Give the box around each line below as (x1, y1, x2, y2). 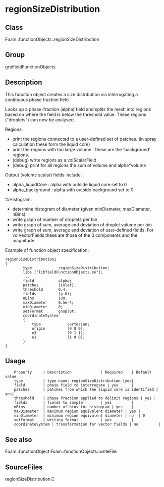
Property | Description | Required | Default (14, 370, 152, 375)
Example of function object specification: (5, 247, 89, 253)
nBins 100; (23, 296, 68, 301)
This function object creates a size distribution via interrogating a (5, 91, 138, 97)
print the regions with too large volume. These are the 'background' (12, 146, 151, 152)
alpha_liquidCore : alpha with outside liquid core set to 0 (12, 181, 127, 187)
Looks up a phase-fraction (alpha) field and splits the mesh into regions (5, 106, 151, 112)
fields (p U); (23, 291, 72, 296)
